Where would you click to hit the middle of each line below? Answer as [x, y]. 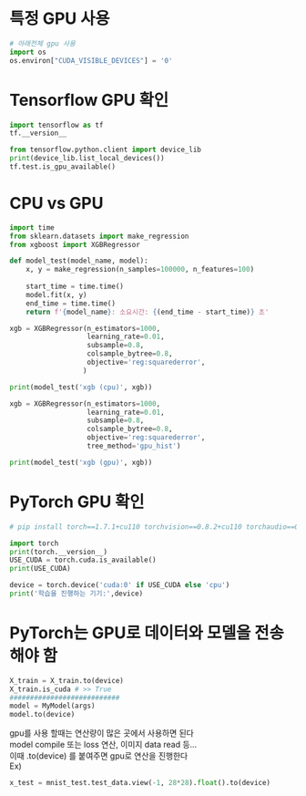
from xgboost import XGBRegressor [75, 244]
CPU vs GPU [56, 204]
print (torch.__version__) [58, 552]
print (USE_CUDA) [40, 569]
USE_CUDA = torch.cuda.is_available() [83, 560]
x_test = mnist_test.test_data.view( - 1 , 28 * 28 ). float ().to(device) [140, 783]
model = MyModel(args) [52, 706]
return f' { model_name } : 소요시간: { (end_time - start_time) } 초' [148, 312]
